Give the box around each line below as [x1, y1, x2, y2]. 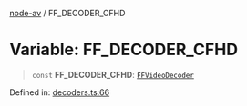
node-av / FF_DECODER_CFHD [9, 8, 126, 18]
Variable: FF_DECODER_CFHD [9, 40, 239, 60]
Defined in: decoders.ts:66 [9, 86, 110, 98]
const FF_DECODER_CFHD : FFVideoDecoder [31, 69, 194, 80]
